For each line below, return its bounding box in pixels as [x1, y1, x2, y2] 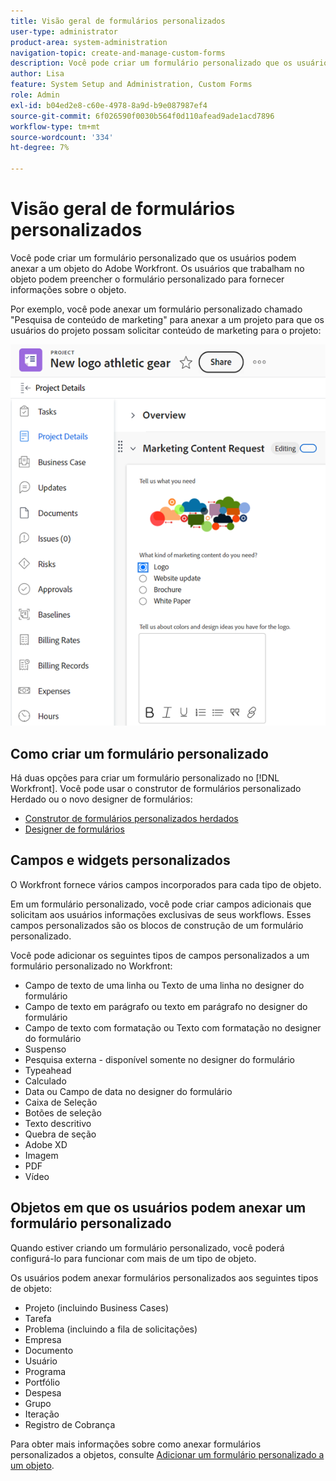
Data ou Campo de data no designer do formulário [24, 1085, 233, 1097]
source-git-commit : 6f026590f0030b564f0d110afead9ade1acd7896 [10, 111, 275, 121]
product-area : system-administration [10, 37, 168, 47]
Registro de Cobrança [24, 1418, 116, 1430]
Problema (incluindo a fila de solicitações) [24, 1323, 198, 1335]
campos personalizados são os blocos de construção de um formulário [10, 919, 304, 931]
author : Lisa [10, 69, 65, 79]
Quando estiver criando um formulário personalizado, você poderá [10, 1241, 285, 1254]
